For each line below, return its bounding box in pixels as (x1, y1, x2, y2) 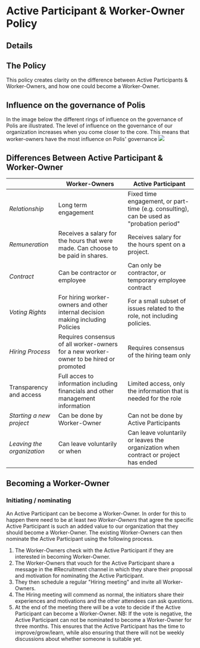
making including (58, 315, 107, 324)
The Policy (6, 61, 46, 71)
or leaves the (127, 436, 164, 444)
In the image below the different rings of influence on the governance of (6, 116, 183, 123)
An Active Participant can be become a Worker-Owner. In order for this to (6, 510, 186, 517)
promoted (58, 362, 86, 371)
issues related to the (127, 305, 185, 313)
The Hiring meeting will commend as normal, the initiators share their (14, 591, 185, 598)
